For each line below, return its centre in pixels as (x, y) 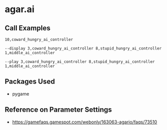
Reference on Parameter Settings (58, 110)
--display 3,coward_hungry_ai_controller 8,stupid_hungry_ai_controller (83, 49)
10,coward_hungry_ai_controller (39, 39)
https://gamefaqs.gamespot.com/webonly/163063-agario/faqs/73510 (85, 122)
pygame (21, 94)
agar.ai (20, 9)
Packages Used (30, 82)
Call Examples (28, 28)
